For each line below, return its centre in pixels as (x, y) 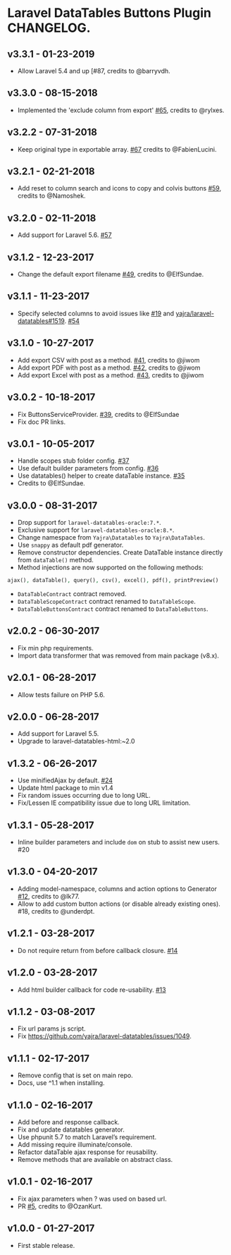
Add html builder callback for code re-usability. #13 (92, 990)
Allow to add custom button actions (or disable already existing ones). (119, 904)
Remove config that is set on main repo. (75, 1075)
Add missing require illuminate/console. (75, 1144)
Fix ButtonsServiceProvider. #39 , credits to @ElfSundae (98, 414)
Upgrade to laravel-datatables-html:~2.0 (76, 741)
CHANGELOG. (49, 28)
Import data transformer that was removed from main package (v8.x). (118, 655)
